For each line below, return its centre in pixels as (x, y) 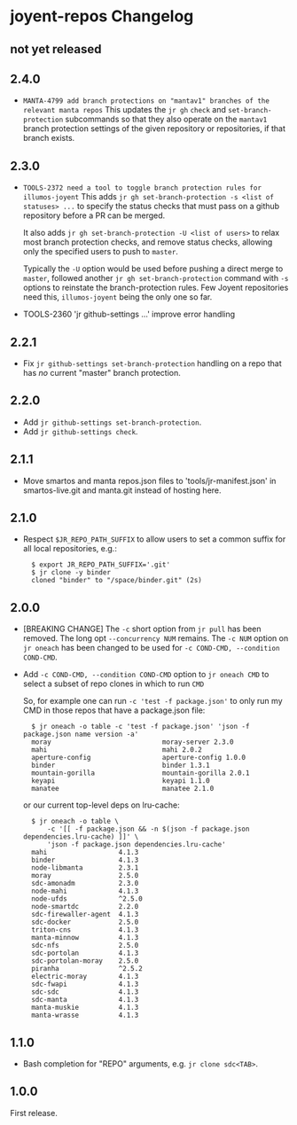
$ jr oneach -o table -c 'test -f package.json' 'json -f (141, 727)
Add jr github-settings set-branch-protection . (112, 422)
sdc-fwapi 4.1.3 (85, 984)
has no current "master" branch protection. (102, 373)
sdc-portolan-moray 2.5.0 (85, 961)
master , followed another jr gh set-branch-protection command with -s (156, 278)
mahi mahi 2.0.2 (117, 750)
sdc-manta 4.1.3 (85, 1000)
